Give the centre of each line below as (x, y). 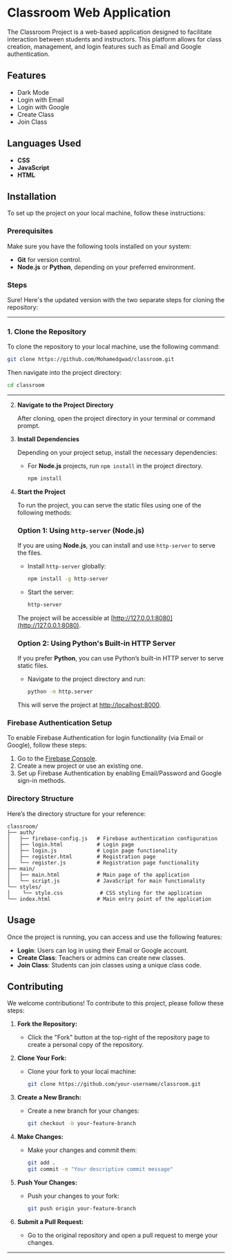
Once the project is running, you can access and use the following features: (115, 937)
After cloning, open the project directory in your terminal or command (116, 418)
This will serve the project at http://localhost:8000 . (89, 705)
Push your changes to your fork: (73, 1196)
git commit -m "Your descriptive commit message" (100, 1169)
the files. (30, 553)
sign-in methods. (41, 781)
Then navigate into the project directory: (65, 373)
